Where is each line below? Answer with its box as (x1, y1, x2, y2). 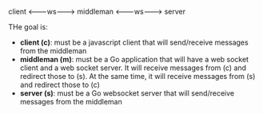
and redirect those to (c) (19, 80, 100, 89)
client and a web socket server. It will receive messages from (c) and (19, 63, 246, 73)
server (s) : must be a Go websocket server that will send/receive (19, 88, 234, 98)
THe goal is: (8, 22, 48, 31)
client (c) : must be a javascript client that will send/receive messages (19, 37, 249, 47)
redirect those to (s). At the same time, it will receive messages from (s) (19, 72, 256, 81)
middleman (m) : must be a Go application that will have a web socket (19, 55, 249, 64)
